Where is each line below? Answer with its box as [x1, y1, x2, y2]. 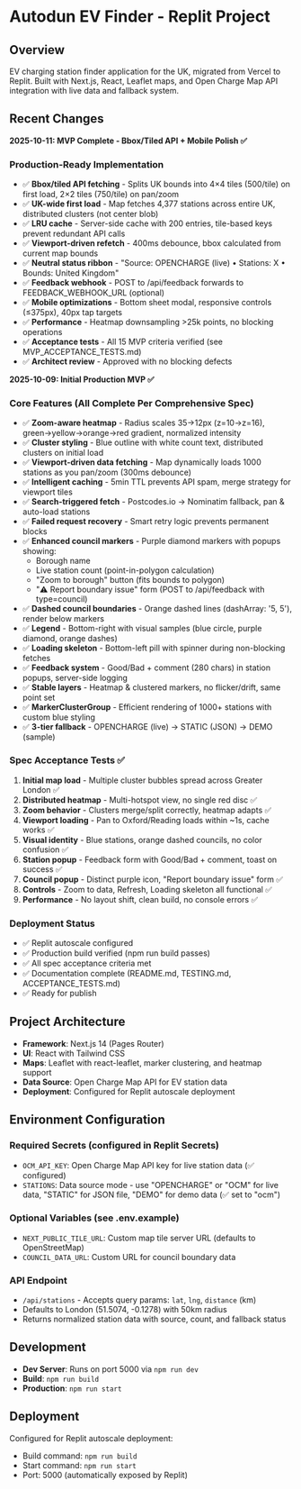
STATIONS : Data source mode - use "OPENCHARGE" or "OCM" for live [22, 1179, 279, 1190]
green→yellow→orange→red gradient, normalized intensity [22, 428, 242, 439]
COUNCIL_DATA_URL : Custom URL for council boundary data [22, 1251, 236, 1262]
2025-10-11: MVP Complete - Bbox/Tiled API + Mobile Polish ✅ [9, 135, 247, 146]
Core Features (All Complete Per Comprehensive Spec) [9, 397, 254, 410]
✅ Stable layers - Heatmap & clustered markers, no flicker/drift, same [22, 682, 281, 693]
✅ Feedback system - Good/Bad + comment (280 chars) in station [22, 662, 271, 673]
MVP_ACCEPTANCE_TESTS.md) [22, 347, 142, 358]
